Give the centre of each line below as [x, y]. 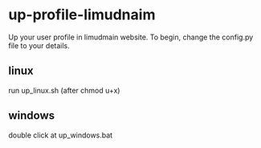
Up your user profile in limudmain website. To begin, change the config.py [131, 37]
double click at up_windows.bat [61, 135]
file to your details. [39, 45]
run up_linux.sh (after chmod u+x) [64, 90]
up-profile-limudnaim [82, 15]
